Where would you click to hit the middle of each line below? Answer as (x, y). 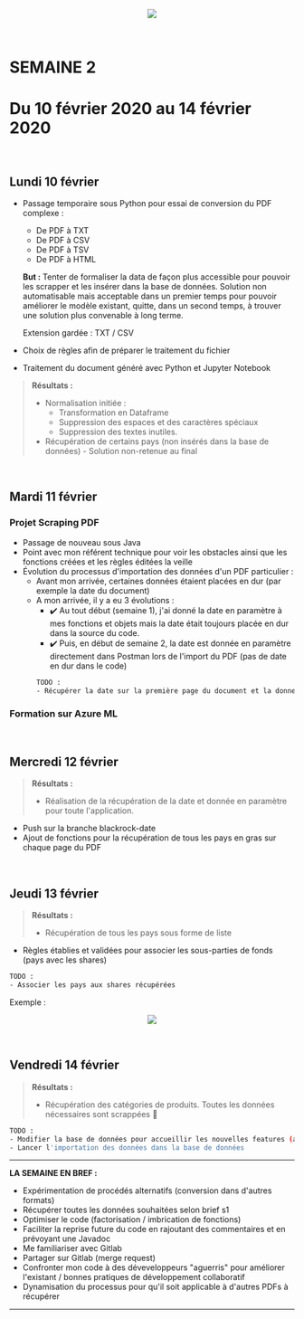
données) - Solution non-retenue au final (121, 451)
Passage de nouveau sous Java (82, 542)
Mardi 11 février (53, 497)
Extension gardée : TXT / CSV (78, 332)
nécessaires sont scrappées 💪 (101, 1114)
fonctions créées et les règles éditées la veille (107, 562)
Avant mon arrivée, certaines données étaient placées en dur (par (158, 581)
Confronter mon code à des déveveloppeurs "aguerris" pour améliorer (153, 1267)
